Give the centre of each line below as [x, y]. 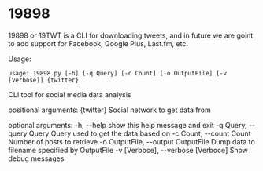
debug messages [36, 158]
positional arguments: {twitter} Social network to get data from [109, 110]
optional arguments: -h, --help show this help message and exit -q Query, [128, 125]
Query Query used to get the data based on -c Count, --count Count [140, 133]
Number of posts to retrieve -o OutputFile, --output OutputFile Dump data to [132, 141]
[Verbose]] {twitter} [44, 80]
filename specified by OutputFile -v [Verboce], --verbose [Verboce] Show [128, 150]
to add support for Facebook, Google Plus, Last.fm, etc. [98, 43]
